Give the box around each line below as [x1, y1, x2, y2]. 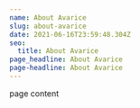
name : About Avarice [9, 13, 88, 22]
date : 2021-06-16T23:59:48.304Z [9, 30, 131, 39]
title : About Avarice [17, 47, 99, 56]
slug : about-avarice [9, 22, 88, 31]
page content [9, 87, 60, 99]
